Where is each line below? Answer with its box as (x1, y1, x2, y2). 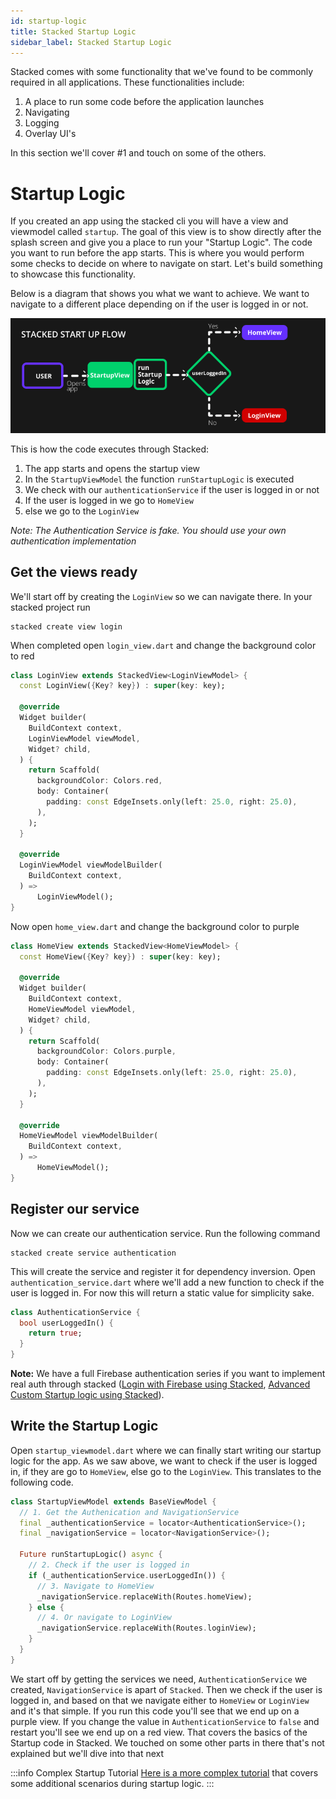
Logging (24, 117, 60, 129)
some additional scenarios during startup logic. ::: (10, 1777, 215, 1789)
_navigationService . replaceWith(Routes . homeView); (36, 1591, 253, 1602)
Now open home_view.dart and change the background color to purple (10, 920, 300, 932)
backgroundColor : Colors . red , (36, 776, 163, 786)
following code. (10, 1476, 74, 1488)
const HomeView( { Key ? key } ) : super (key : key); (19, 951, 222, 962)
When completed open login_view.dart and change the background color (10, 639, 317, 651)
